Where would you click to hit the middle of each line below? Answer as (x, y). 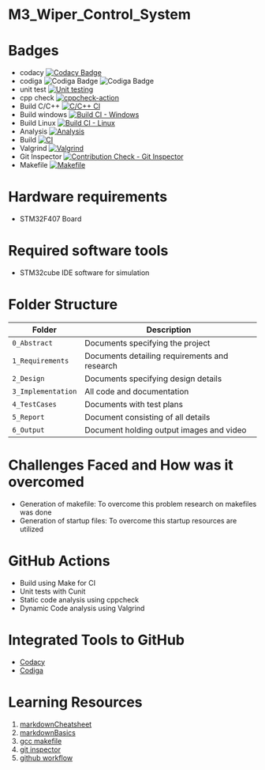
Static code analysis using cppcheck (79, 599)
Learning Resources (75, 702)
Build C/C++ (40, 106)
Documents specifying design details (153, 379)
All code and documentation (136, 391)
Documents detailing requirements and (156, 356)
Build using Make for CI (58, 583)
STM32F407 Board (50, 219)
